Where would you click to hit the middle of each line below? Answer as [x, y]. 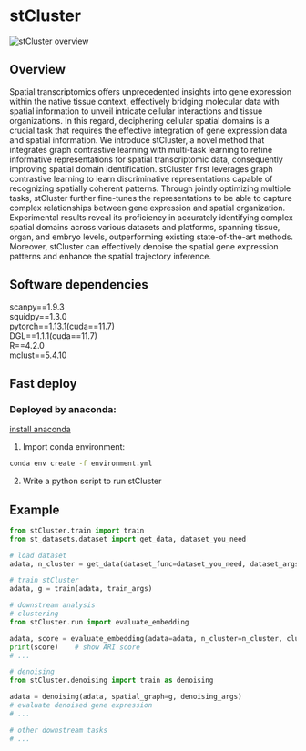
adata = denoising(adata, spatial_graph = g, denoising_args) [126, 697]
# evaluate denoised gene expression [81, 705]
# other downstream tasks [58, 730]
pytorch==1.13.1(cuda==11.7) [62, 326]
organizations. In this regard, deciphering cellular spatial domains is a [140, 120]
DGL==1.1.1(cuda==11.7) [54, 335]
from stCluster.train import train [77, 530]
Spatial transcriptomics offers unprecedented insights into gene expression [151, 91]
